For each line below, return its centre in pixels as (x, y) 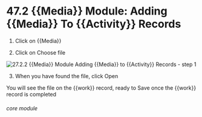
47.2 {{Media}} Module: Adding (87, 11)
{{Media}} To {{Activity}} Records (94, 24)
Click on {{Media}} (38, 41)
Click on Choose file (40, 52)
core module (22, 108)
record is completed (31, 94)
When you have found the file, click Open (67, 76)
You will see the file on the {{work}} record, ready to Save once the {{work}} (101, 88)
